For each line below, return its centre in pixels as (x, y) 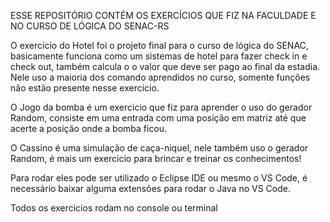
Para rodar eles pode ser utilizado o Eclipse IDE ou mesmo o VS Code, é (159, 178)
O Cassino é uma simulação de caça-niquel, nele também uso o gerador (159, 148)
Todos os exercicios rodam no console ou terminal (114, 208)
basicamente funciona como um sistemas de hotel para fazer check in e (159, 56)
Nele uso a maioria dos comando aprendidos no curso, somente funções (160, 77)
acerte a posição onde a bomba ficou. (89, 128)
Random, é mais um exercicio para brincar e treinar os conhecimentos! (156, 158)
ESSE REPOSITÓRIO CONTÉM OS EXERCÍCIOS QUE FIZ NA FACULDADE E (163, 15)
